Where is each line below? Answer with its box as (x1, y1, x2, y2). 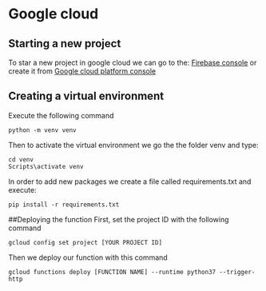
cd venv (8, 155, 34, 164)
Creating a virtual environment (8, 90, 165, 103)
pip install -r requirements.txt (8, 201, 120, 209)
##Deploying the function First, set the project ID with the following (8, 214, 229, 224)
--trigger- (219, 268, 256, 276)
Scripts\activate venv (8, 162, 84, 170)
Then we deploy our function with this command (8, 253, 168, 262)
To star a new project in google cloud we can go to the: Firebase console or (8, 58, 257, 67)
